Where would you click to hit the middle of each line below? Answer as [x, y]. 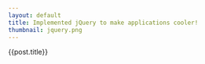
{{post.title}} [28, 52]
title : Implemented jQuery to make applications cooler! [103, 23]
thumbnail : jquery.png [45, 30]
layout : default [35, 15]
